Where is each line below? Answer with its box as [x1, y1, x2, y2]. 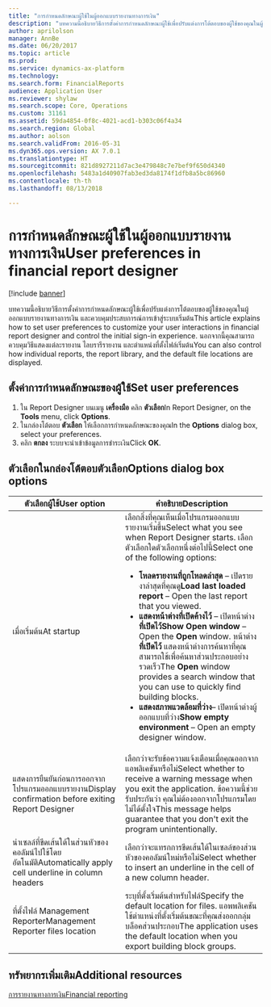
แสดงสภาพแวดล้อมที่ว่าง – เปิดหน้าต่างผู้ [138, 702, 257, 713]
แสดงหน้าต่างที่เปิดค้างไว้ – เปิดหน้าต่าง [138, 610, 256, 622]
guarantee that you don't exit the [124, 813, 248, 824]
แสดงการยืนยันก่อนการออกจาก [12, 773, 106, 784]
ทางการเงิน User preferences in [8, 244, 202, 262]
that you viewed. [138, 601, 202, 612]
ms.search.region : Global [8, 124, 95, 132]
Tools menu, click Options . [19, 411, 110, 421]
